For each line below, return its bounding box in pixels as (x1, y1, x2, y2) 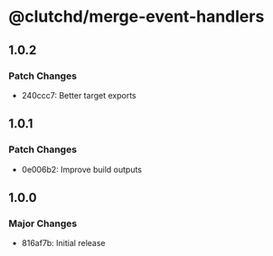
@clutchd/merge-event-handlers (8, 6, 265, 27)
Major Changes (8, 217, 78, 230)
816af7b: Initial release (21, 238, 106, 249)
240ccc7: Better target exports (21, 90, 136, 100)
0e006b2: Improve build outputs (21, 164, 142, 175)
